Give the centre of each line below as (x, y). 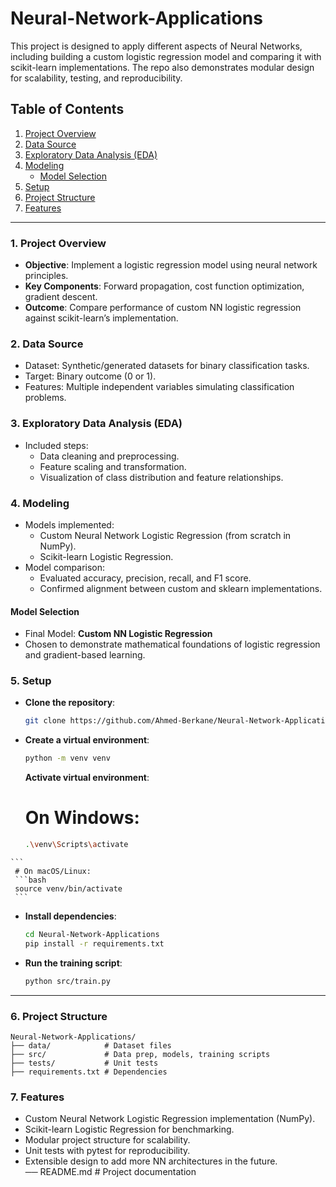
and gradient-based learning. (85, 655)
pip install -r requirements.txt (94, 943)
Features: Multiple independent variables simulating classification (159, 387)
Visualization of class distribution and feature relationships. (161, 477)
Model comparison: (65, 567)
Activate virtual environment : (87, 778)
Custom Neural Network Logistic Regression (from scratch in (165, 535)
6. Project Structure (59, 1016)
